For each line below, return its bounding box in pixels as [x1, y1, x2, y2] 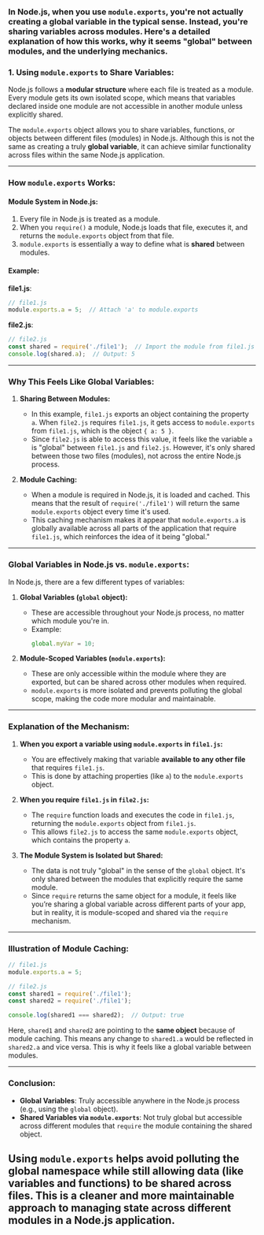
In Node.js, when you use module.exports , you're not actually [8, 6, 244, 17]
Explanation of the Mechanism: [8, 721, 130, 732]
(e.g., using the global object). [19, 1104, 119, 1114]
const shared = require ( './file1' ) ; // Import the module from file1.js [8, 343, 255, 351]
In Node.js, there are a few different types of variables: [8, 577, 185, 586]
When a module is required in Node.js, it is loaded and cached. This [31, 490, 251, 500]
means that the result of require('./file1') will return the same [31, 499, 240, 508]
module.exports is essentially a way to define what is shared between [19, 240, 245, 249]
